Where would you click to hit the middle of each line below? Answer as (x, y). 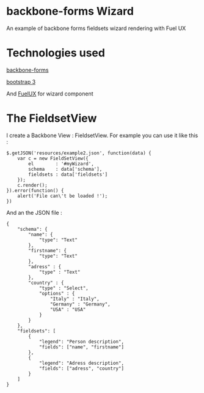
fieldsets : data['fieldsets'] (68, 174)
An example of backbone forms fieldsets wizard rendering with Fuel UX (96, 28)
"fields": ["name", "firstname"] (81, 347)
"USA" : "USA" (68, 309)
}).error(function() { (35, 190)
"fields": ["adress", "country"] (81, 369)
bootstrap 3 (21, 81)
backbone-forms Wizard (70, 11)
